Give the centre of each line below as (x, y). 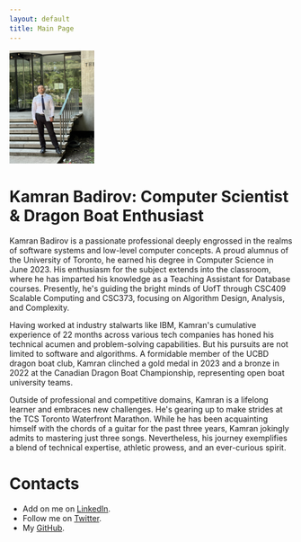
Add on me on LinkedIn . (66, 509)
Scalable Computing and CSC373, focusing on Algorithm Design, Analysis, (147, 298)
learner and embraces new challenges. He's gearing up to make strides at (146, 410)
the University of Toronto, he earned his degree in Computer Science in (142, 260)
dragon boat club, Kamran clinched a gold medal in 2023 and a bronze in (145, 363)
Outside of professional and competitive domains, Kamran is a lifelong (139, 400)
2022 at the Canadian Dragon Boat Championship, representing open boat (147, 373)
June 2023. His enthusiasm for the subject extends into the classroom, (140, 270)
